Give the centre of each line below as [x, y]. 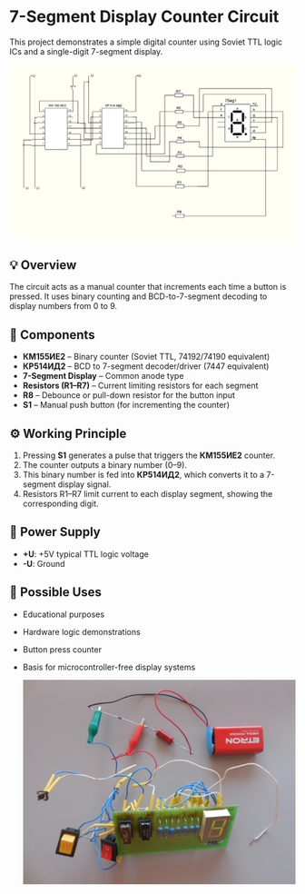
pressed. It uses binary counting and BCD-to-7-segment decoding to [138, 296]
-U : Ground [44, 563]
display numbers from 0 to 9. [64, 306]
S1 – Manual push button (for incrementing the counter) [126, 405]
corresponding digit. [60, 503]
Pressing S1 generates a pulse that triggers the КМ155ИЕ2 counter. [148, 455]
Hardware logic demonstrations [81, 631]
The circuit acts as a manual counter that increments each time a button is [148, 287]
